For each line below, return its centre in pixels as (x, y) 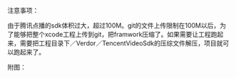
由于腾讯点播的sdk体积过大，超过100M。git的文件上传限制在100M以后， (114, 26)
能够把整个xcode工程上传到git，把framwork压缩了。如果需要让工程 (112, 34)
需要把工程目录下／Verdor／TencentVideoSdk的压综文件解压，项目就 (121, 43)
